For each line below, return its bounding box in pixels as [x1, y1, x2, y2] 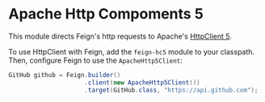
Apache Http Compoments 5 [8, 5, 204, 23]
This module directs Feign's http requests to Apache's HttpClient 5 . [8, 31, 232, 41]
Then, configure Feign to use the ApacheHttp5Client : [8, 55, 183, 65]
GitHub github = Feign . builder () [8, 71, 121, 79]
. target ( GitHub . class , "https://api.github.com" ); [84, 86, 259, 94]
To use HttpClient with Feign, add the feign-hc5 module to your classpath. [8, 47, 255, 56]
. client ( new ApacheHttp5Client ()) [84, 78, 200, 87]
